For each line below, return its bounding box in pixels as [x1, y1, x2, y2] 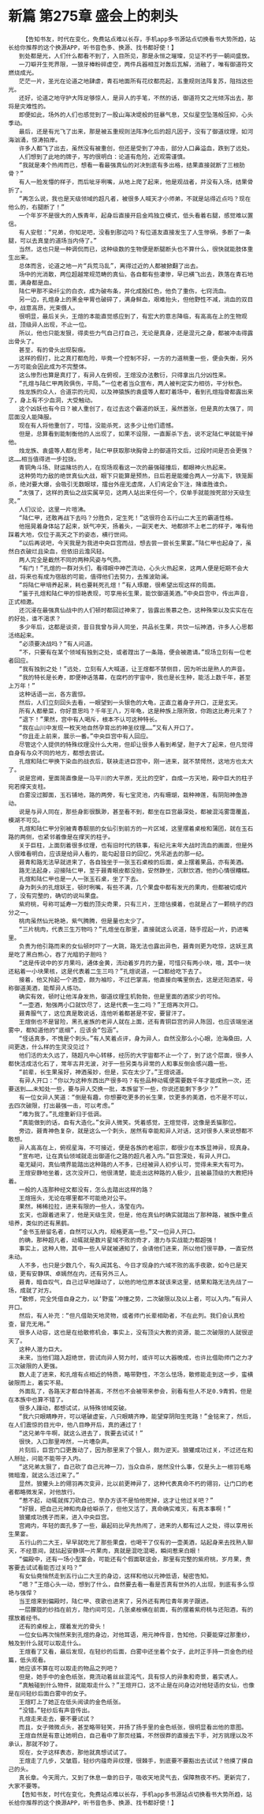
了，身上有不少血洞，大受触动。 [8, 396, 97, 404]
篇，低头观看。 [8, 1656, 50, 1664]
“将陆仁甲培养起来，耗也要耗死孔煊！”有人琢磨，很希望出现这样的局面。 [18, 581, 220, 589]
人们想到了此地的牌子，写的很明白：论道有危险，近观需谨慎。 [18, 153, 189, 160]
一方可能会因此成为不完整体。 [8, 363, 91, 371]
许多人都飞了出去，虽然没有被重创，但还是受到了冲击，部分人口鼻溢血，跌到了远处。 [18, 144, 254, 153]
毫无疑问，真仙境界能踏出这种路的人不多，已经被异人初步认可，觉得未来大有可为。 [18, 1160, 248, 1168]
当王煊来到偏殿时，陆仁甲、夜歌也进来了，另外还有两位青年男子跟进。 [18, 1597, 213, 1605]
